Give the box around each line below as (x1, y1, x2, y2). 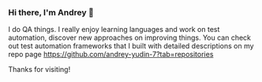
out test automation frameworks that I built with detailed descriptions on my (8, 41, 254, 51)
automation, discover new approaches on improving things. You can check (8, 33, 251, 42)
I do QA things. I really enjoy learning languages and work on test (8, 25, 220, 34)
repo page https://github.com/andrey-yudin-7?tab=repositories (8, 50, 214, 59)
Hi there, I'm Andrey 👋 (8, 7, 95, 18)
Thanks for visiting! (8, 65, 71, 74)
